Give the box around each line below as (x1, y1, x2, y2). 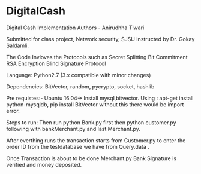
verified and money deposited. (6, 161, 82, 168)
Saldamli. (6, 42, 29, 49)
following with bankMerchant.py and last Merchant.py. (6, 125, 141, 132)
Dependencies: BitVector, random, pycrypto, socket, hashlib (6, 83, 155, 90)
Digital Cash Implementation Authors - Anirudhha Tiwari (6, 24, 145, 31)
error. (6, 107, 20, 114)
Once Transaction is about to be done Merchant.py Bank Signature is (6, 154, 177, 162)
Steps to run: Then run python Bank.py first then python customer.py (6, 118, 176, 126)
